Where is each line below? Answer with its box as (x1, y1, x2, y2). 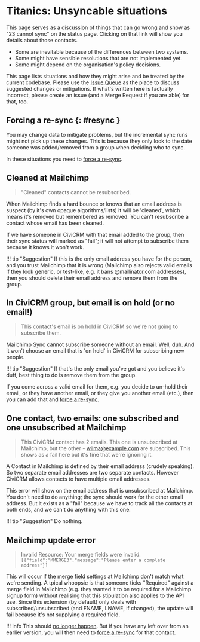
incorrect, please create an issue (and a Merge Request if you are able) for (6, 91, 190, 99)
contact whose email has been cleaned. (6, 219, 104, 227)
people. (6, 354, 25, 361)
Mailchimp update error (6, 535, 96, 545)
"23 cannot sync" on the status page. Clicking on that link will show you (6, 30, 183, 37)
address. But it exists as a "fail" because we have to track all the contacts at (6, 500, 193, 507)
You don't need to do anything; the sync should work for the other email (6, 493, 183, 500)
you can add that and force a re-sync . (6, 396, 100, 403)
